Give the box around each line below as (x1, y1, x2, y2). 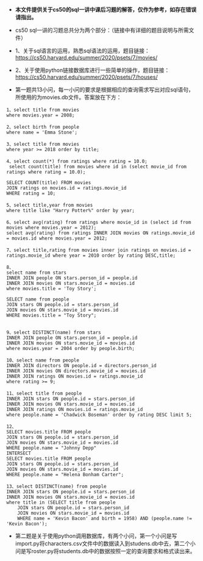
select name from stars (6, 270, 67, 276)
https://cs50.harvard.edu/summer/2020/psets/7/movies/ (15, 54, 158, 61)
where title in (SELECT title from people (6, 499, 116, 506)
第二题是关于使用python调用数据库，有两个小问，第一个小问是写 (15, 532, 177, 539)
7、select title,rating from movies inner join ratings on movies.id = (6, 247, 191, 253)
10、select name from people (6, 357, 79, 363)
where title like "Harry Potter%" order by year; (6, 207, 135, 213)
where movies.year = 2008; (6, 112, 75, 118)
